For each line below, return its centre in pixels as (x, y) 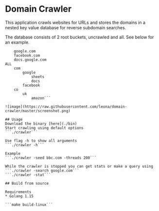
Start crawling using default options (44, 128)
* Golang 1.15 (19, 196)
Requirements (18, 192)
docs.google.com (30, 59)
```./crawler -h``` (25, 145)
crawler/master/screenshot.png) (38, 111)
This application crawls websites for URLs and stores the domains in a (75, 22)
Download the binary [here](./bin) (41, 124)
